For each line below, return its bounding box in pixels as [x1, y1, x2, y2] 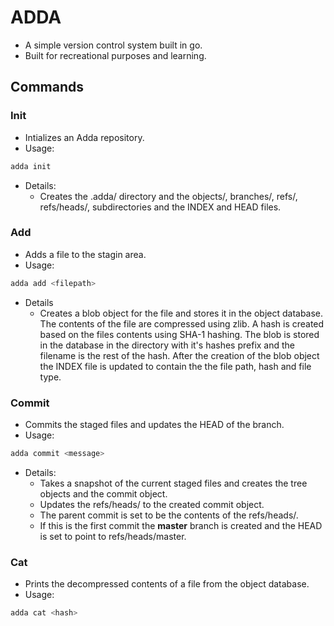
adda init [10, 161, 52, 171]
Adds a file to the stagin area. [24, 248, 147, 260]
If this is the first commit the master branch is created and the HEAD [39, 519, 323, 531]
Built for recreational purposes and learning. [24, 49, 207, 61]
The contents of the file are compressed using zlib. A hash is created [39, 317, 325, 330]
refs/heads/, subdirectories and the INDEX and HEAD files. [39, 201, 282, 213]
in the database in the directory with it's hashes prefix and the [39, 339, 296, 351]
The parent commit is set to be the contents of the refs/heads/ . [39, 509, 299, 521]
